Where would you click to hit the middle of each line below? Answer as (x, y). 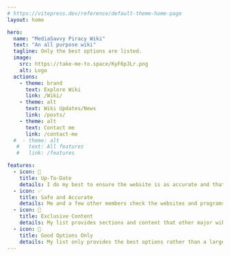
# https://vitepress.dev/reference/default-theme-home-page (95, 13)
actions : (26, 77)
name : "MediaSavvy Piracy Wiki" (60, 38)
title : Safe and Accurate (56, 197)
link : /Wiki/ (44, 96)
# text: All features (50, 147)
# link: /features (46, 153)
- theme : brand (41, 83)
